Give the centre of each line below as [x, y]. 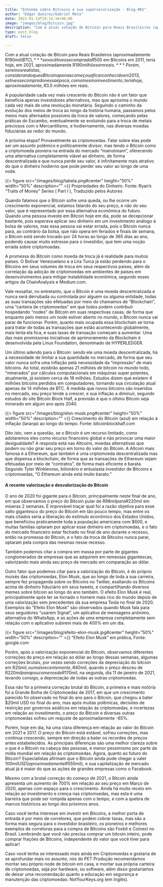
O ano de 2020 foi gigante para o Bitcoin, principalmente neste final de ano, [81, 496]
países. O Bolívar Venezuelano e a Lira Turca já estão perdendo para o [75, 261]
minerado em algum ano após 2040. [41, 403]
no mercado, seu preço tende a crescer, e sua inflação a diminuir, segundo [80, 393]
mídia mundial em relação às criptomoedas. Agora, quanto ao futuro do [76, 753]
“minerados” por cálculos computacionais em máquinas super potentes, [77, 373]
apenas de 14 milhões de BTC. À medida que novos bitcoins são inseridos [79, 388]
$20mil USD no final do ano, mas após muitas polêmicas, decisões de [75, 703]
